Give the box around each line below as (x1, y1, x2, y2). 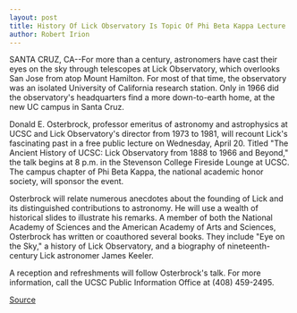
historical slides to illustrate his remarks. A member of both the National (9, 212, 273, 224)
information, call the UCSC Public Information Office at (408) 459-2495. (9, 277, 275, 288)
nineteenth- (226, 241, 271, 251)
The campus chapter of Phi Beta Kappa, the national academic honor (9, 166, 264, 177)
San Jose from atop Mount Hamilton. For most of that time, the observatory (9, 73, 287, 84)
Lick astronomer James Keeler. (39, 250, 154, 261)
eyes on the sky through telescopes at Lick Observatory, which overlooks (9, 63, 280, 74)
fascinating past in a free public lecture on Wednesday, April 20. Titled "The (9, 138, 289, 148)
